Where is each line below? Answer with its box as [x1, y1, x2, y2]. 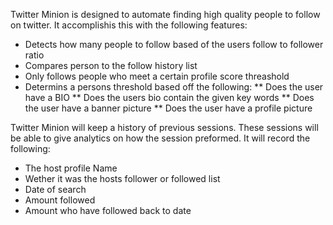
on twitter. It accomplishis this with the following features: [10, 19, 248, 31]
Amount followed [24, 194, 96, 206]
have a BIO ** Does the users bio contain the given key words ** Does [24, 92, 315, 103]
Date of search [24, 184, 87, 195]
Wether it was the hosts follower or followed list [24, 173, 221, 184]
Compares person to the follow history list [24, 60, 198, 71]
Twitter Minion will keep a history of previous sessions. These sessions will [10, 122, 319, 133]
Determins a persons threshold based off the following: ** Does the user [24, 81, 324, 93]
